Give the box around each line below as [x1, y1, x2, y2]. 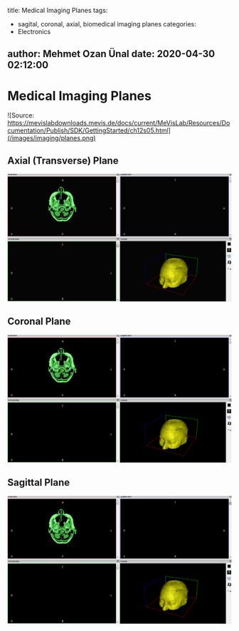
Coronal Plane [7, 315, 71, 328]
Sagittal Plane [7, 476, 70, 489]
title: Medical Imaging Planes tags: [7, 6, 108, 14]
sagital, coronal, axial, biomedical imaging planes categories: [17, 20, 197, 28]
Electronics [17, 28, 51, 36]
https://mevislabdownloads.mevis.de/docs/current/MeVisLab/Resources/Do [7, 119, 230, 127]
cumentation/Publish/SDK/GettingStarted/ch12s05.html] [7, 126, 171, 135]
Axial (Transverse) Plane [7, 155, 119, 167]
